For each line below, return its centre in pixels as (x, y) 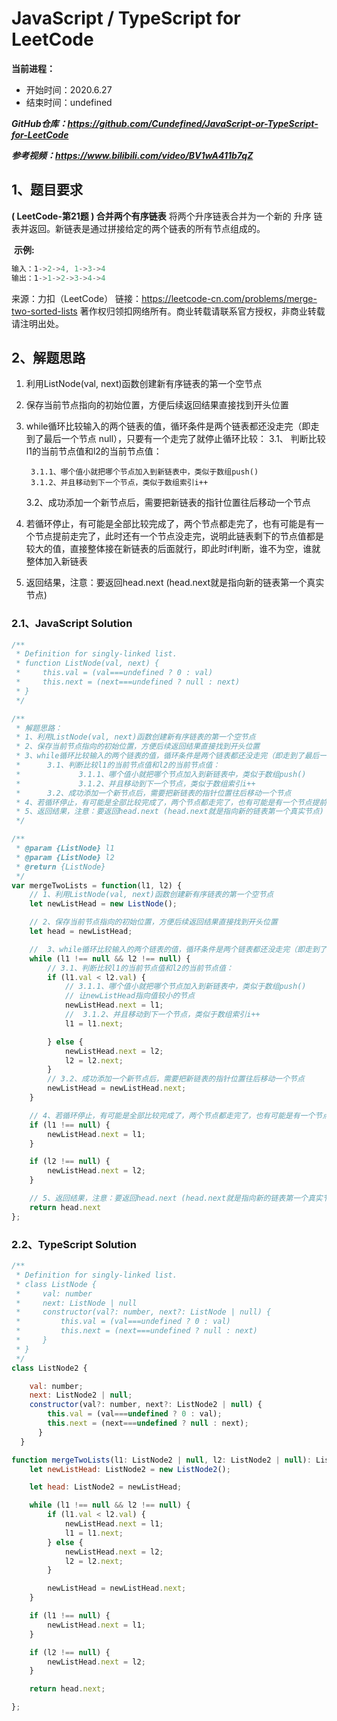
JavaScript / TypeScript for (126, 18)
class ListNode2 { (49, 1368)
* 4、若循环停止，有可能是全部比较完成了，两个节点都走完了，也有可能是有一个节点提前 (171, 802)
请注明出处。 (37, 323)
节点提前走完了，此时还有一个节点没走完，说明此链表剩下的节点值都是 (179, 536)
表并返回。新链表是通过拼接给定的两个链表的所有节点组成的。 (138, 228)
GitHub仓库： (39, 123)
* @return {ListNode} (60, 867)
